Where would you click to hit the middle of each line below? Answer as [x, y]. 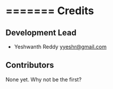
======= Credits [50, 11]
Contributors [30, 65]
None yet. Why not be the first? [44, 79]
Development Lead [41, 33]
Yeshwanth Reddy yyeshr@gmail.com [60, 47]
